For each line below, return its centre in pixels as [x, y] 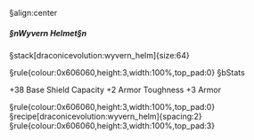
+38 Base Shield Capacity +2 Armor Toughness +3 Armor [115, 89]
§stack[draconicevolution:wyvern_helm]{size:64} [99, 55]
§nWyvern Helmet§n [48, 33]
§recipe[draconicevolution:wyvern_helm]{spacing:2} [106, 116]
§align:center [33, 13]
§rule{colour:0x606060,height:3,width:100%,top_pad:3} [112, 125]
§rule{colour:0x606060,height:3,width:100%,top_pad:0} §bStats [127, 72]
